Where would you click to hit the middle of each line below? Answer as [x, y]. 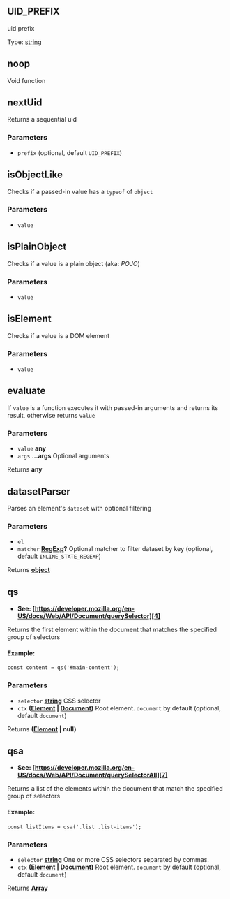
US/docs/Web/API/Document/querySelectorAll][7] [92, 775]
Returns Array [28, 888]
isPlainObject [37, 247]
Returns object [29, 570]
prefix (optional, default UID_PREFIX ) [70, 152]
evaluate [26, 391]
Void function [26, 80]
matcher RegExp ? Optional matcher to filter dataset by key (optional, [115, 549]
